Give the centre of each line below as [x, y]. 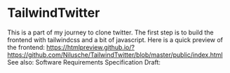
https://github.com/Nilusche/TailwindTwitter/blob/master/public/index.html [115, 55]
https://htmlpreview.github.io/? [91, 47]
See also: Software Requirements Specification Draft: [84, 62]
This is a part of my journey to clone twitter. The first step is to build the [110, 32]
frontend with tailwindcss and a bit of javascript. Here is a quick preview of [115, 39]
